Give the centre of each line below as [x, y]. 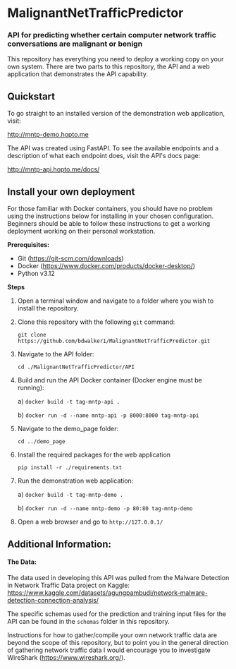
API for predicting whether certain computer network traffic [112, 35]
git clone [32, 335]
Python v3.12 [36, 274]
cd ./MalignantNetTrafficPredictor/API [76, 367]
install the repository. [48, 308]
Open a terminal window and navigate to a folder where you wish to [116, 301]
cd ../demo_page [41, 442]
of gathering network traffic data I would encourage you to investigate [109, 650]
